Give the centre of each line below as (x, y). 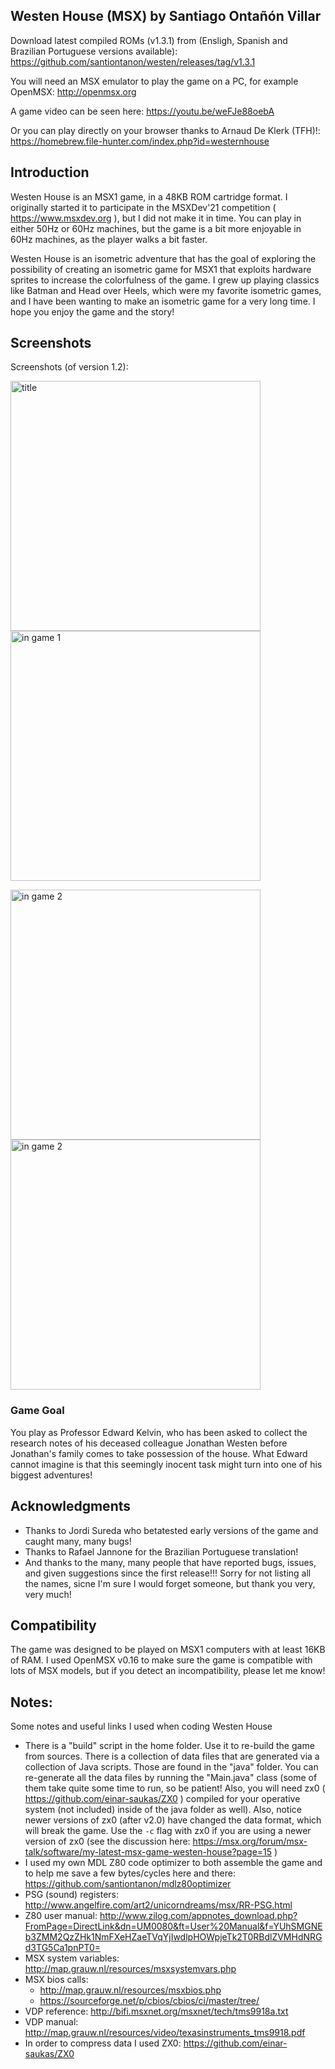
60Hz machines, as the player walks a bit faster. (109, 239)
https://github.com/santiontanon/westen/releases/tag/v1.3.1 (133, 61)
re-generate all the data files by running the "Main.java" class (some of (171, 1778)
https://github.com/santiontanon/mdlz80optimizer (128, 1884)
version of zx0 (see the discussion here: (107, 1841)
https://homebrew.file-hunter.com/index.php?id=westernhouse (140, 141)
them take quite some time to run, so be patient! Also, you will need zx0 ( (175, 1788)
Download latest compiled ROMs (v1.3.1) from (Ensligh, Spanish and (149, 40)
